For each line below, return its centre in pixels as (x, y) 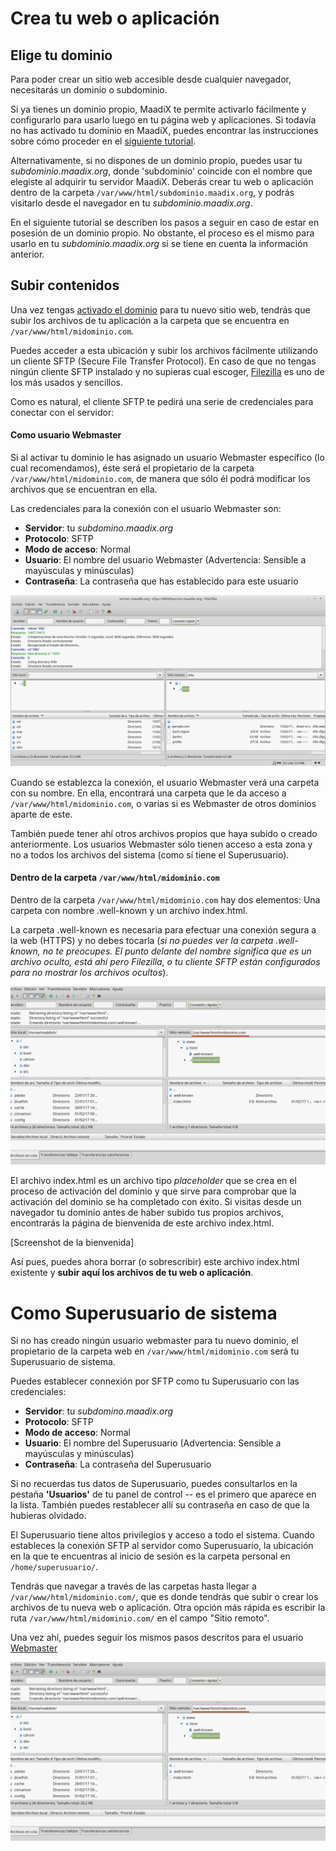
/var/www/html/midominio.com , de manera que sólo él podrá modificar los (160, 479)
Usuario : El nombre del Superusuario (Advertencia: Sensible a (153, 1443)
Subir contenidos (65, 285)
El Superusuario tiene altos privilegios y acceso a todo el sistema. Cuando (163, 1535)
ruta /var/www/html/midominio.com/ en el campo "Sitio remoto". (140, 1618)
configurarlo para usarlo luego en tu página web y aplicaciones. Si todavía (163, 120)
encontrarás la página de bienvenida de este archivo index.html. (142, 1223)
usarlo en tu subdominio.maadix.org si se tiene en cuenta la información (159, 243)
